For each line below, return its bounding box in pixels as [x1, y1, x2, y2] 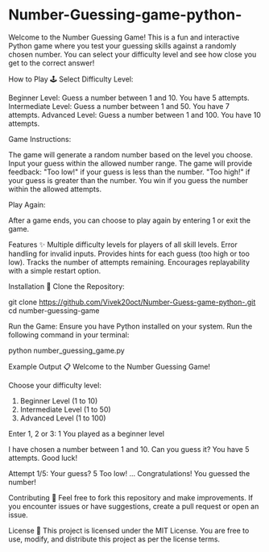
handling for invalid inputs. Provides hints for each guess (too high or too [8, 249, 250, 258]
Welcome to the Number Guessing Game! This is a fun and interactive [8, 32, 240, 42]
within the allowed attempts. [8, 184, 102, 194]
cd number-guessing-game [8, 305, 100, 316]
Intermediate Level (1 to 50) [19, 404, 111, 414]
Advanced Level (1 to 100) [19, 413, 106, 423]
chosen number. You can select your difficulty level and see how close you [8, 49, 257, 59]
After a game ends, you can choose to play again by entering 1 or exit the [8, 215, 251, 225]
